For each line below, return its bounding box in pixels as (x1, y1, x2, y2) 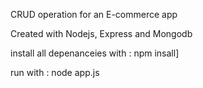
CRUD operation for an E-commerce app (10, 9, 178, 20)
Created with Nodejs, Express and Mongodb (10, 28, 193, 39)
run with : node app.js (10, 67, 100, 78)
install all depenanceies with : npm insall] (10, 47, 180, 59)
